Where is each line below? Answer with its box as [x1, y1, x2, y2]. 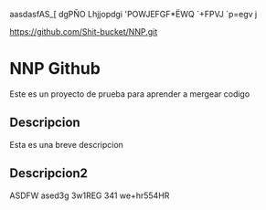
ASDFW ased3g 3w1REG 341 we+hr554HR [9, 190, 170, 201]
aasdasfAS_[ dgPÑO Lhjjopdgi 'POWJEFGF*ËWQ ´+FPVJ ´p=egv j [9, 9, 258, 19]
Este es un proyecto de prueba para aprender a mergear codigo [9, 88, 250, 100]
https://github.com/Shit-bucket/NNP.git [9, 26, 158, 37]
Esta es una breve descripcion [9, 139, 123, 150]
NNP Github [9, 58, 101, 79]
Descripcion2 [9, 165, 89, 182]
